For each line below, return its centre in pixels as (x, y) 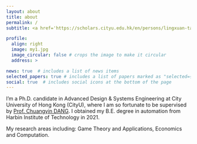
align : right (27, 44)
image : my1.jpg (30, 50)
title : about (22, 17)
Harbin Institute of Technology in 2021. (53, 118)
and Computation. (28, 135)
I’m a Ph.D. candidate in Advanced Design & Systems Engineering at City (94, 99)
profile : (17, 39)
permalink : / (22, 22)
